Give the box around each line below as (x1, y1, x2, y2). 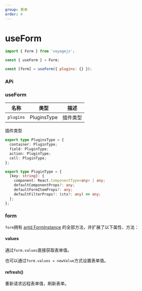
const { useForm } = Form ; (5, 58, 60, 63)
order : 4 (5, 12, 23, 17)
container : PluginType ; (9, 142, 57, 147)
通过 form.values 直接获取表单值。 (5, 247, 72, 253)
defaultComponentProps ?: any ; (14, 183, 75, 188)
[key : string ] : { (9, 174, 45, 179)
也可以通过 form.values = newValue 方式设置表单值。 (5, 258, 108, 264)
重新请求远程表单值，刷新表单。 (5, 281, 69, 287)
